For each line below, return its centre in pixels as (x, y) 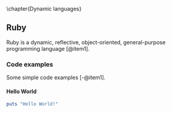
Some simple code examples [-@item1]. (56, 77)
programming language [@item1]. (48, 48)
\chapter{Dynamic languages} (44, 9)
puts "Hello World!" (33, 104)
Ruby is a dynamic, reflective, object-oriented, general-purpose (86, 42)
